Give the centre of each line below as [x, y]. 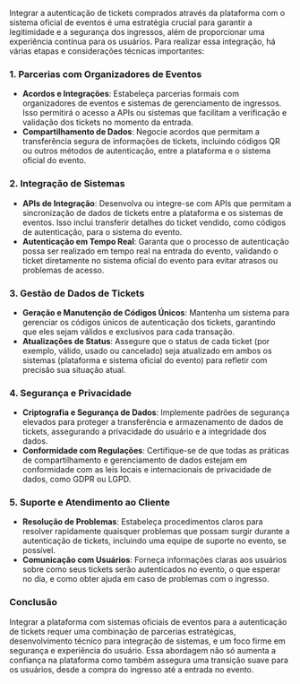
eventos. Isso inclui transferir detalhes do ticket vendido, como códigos [154, 222]
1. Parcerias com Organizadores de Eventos [106, 74]
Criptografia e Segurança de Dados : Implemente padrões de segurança [156, 412]
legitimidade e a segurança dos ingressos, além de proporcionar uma [137, 32]
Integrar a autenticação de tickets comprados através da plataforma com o [147, 13]
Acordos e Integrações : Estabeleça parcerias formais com [131, 94]
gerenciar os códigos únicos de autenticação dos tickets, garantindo [149, 322]
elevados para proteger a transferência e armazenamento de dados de [153, 422]
